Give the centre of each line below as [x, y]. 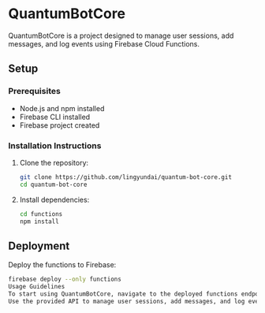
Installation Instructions [55, 145]
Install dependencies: [54, 199]
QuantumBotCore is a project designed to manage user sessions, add [121, 35]
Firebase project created [60, 125]
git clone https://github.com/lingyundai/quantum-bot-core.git [126, 177]
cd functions [41, 214]
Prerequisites [34, 91]
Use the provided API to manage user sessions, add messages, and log [127, 301]
